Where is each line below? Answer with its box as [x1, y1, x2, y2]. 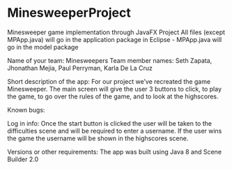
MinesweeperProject [7, 5, 131, 21]
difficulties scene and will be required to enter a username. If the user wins [7, 126, 222, 135]
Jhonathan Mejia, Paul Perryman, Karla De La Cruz [7, 64, 153, 72]
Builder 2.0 [7, 155, 39, 163]
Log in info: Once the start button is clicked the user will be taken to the [7, 119, 212, 127]
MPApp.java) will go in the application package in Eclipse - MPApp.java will [7, 35, 222, 43]
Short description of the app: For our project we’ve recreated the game [7, 77, 211, 85]
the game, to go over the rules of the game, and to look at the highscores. [7, 92, 219, 101]
